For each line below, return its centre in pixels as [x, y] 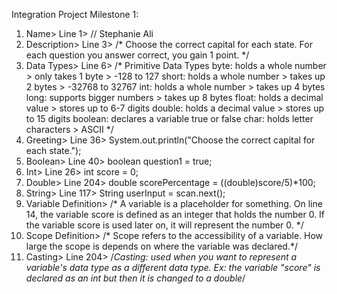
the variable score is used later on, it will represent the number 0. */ [164, 225]
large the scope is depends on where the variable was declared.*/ [162, 246]
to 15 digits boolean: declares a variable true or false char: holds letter [169, 118]
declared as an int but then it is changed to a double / [135, 278]
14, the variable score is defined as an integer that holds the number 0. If [175, 214]
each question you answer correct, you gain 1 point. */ [137, 55]
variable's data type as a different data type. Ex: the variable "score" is [173, 267]
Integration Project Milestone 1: [75, 14]
